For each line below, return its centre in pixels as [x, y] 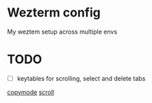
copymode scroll [31, 92]
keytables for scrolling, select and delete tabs [81, 78]
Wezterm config [54, 13]
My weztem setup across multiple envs [62, 32]
